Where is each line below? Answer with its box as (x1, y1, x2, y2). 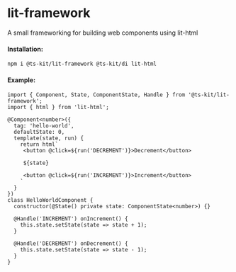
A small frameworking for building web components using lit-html (7, 28, 198, 37)
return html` (20, 141, 59, 148)
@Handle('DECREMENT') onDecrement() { (13, 240, 129, 247)
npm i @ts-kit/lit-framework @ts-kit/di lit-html (7, 60, 157, 68)
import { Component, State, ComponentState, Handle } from (7, 91, 186, 98)
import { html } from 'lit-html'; (7, 104, 110, 111)
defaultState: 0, (13, 129, 65, 136)
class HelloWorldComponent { (7, 197, 94, 204)
